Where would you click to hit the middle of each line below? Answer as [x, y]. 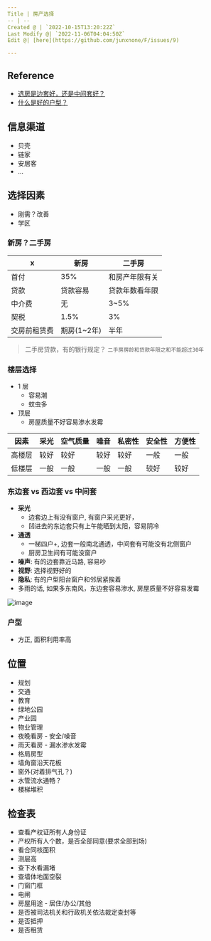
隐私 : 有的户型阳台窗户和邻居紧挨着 [69, 579]
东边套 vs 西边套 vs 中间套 [52, 492]
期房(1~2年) [81, 330]
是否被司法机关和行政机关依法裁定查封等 [77, 913]
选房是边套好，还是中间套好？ [61, 93]
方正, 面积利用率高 [44, 639]
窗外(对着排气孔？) [45, 771]
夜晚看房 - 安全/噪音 [47, 736]
